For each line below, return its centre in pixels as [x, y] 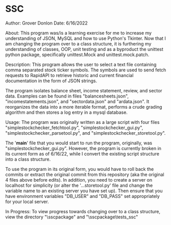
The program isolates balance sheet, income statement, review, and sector [84, 90]
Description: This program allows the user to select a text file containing [81, 64]
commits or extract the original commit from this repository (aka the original [85, 174]
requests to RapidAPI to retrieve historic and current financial [69, 75]
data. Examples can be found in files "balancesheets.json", [67, 96]
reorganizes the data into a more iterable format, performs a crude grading [84, 107]
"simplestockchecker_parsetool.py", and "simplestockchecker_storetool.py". [86, 133]
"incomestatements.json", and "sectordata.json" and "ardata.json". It [77, 101]
